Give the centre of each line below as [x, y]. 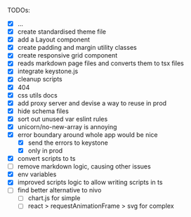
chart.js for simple [54, 198]
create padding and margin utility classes [77, 48]
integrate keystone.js [48, 71]
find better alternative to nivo [59, 190]
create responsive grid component [67, 55]
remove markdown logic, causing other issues [84, 166]
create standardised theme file [62, 32]
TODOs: [19, 10]
